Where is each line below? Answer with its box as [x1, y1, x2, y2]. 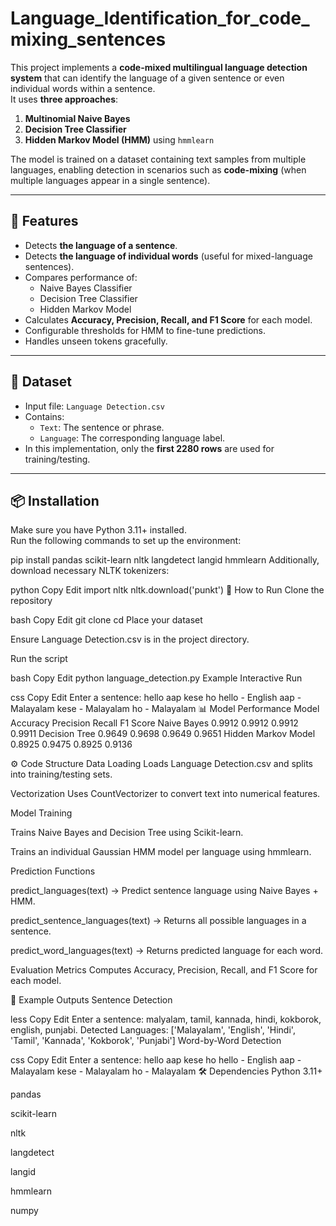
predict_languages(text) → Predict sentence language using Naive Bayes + [10, 885, 319, 897]
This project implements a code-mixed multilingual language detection [10, 61, 308, 73]
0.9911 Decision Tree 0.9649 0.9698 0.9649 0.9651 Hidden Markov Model [10, 728, 316, 740]
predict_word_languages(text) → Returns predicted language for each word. [10, 945, 324, 957]
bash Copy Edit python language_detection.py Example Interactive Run [10, 672, 303, 684]
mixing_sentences [10, 28, 167, 51]
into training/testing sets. [10, 768, 113, 781]
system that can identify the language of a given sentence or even [10, 72, 285, 84]
